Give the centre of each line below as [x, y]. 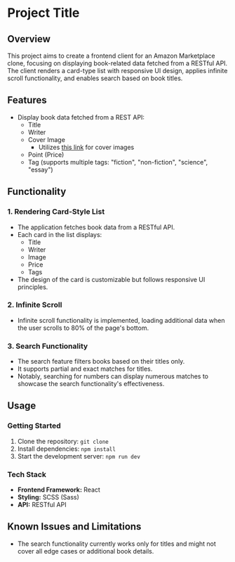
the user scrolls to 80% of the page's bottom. [83, 328]
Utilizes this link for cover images [86, 147]
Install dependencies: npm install [66, 449]
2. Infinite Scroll [35, 305]
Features [27, 100]
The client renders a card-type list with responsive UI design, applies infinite [117, 71]
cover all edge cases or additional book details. [86, 551]
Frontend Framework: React [59, 490]
